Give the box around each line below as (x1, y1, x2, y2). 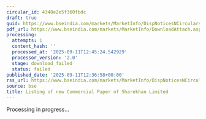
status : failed (12, 66, 51, 72)
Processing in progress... (6, 106, 69, 113)
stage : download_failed (12, 60, 72, 66)
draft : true (6, 15, 37, 21)
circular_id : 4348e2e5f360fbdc (6, 9, 86, 15)
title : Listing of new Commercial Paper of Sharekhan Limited (6, 89, 169, 95)
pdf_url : (6, 26, 29, 33)
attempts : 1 (12, 37, 43, 44)
